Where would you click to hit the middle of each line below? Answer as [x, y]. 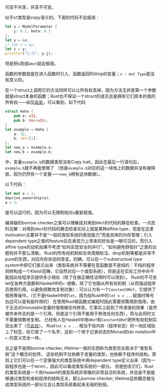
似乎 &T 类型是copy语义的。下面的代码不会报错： [52, 17]
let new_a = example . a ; [29, 148]
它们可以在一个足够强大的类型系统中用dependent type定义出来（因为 [82, 360]
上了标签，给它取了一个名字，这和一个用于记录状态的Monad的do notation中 [81, 331]
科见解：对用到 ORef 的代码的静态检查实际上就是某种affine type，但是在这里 [79, 229]
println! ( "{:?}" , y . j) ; [29, 54]
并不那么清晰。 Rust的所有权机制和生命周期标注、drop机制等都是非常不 [84, 253]
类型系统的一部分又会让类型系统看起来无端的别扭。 [60, 384]
